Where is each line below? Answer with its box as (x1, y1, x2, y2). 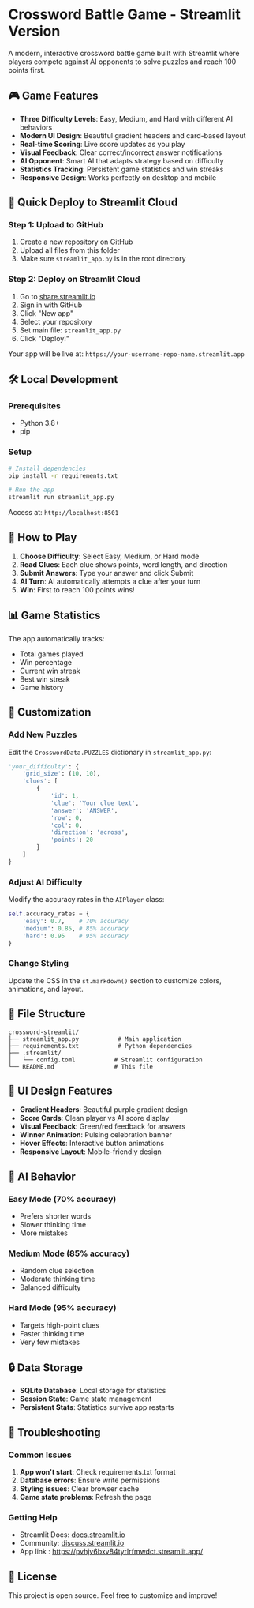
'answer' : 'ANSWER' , (50, 806, 118, 814)
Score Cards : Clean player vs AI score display (19, 1114, 170, 1123)
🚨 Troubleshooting (8, 1426, 101, 1439)
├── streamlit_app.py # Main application (8, 1035, 181, 1043)
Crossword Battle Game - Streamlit (8, 6, 241, 24)
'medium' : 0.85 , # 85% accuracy (22, 924, 129, 933)
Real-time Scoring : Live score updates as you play (19, 139, 185, 148)
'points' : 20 (50, 836, 93, 844)
